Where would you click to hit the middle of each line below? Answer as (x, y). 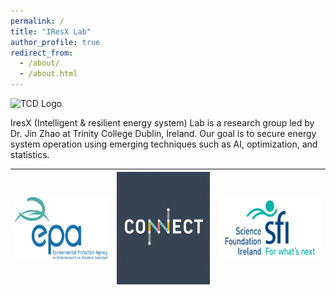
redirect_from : (42, 53)
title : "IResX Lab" (51, 31)
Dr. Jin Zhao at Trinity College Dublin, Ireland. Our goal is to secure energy (163, 133)
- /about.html (48, 74)
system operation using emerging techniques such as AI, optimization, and (164, 144)
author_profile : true (55, 42)
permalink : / (37, 21)
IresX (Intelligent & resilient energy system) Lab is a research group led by (162, 123)
